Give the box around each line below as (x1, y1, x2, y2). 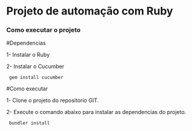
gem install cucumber (8, 74, 64, 81)
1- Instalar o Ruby (6, 51, 50, 59)
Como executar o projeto (6, 26, 81, 34)
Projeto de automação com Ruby (6, 4, 174, 18)
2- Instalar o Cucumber (6, 63, 65, 70)
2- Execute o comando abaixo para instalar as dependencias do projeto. (6, 109, 187, 116)
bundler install (8, 120, 50, 126)
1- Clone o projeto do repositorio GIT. (6, 97, 99, 104)
